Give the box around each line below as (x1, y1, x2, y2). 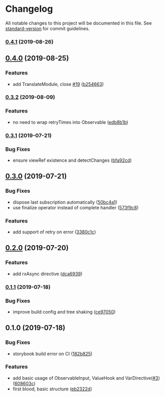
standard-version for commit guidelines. (5, 25, 90, 31)
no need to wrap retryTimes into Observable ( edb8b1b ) (12, 119, 129, 125)
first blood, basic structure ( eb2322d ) (12, 386, 92, 392)
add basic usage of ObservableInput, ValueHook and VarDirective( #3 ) (12, 374, 160, 381)
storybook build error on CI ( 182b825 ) (12, 350, 93, 357)
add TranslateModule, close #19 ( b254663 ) (12, 81, 104, 87)
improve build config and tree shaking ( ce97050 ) (12, 308, 116, 315)
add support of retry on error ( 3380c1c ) (12, 229, 96, 235)
